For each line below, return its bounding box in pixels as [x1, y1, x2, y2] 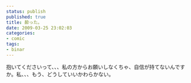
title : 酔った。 [6, 19, 42, 25]
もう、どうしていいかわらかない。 [31, 71, 114, 78]
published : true [6, 14, 46, 20]
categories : [6, 30, 35, 36]
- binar [6, 47, 25, 53]
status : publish [6, 8, 46, 15]
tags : [6, 41, 19, 47]
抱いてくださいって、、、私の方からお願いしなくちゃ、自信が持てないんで [6, 63, 180, 70]
